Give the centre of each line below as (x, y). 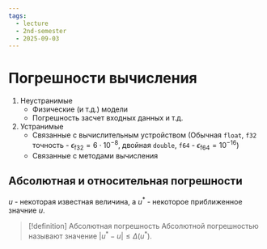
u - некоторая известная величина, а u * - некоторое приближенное (125, 201)
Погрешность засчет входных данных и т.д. (108, 118)
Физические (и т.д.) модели (80, 109)
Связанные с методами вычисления (95, 155)
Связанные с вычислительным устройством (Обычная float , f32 (144, 135)
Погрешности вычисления (103, 78)
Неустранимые (46, 101)
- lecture (32, 23)
